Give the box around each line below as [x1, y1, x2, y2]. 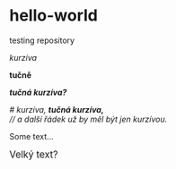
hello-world [9, 5, 99, 26]
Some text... [9, 131, 54, 141]
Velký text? [9, 148, 58, 161]
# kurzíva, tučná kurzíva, [9, 104, 105, 114]
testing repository [9, 35, 75, 46]
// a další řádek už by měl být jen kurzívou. [9, 114, 168, 124]
